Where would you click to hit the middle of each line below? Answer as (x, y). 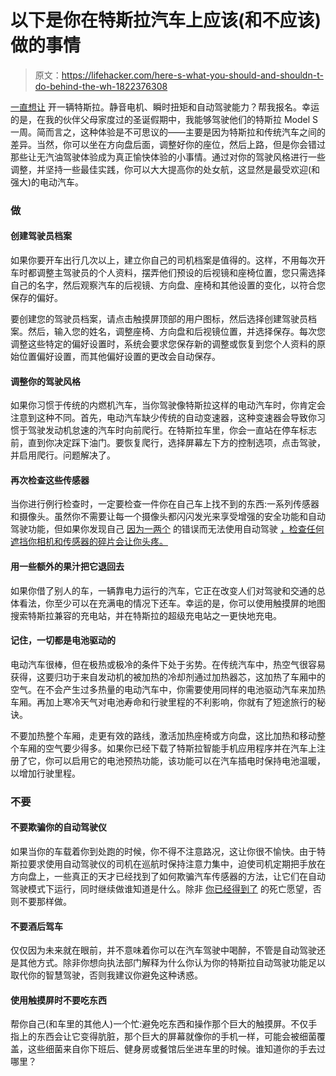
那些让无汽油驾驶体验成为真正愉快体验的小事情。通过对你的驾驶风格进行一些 (168, 157)
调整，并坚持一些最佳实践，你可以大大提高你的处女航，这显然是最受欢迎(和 (165, 169)
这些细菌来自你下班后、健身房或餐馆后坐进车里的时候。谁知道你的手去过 (176, 1049)
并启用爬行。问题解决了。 (63, 455)
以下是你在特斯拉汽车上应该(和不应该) (166, 20)
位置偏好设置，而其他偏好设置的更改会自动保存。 (119, 357)
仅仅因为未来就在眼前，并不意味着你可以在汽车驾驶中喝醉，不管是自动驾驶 (163, 950)
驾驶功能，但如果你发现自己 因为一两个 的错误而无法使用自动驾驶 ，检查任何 (167, 529)
